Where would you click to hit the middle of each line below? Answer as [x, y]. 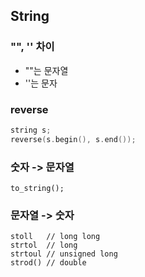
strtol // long [44, 245]
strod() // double [48, 263]
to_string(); [37, 189]
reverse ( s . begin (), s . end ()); [73, 139]
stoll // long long [55, 237]
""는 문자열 [46, 70]
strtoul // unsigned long [64, 254]
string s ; [31, 130]
